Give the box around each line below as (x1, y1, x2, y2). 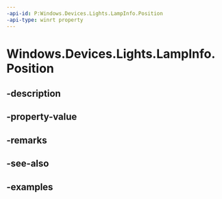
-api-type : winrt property (6, 16, 84, 23)
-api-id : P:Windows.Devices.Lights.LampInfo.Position (6, 10, 164, 17)
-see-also (6, 158, 49, 169)
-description (6, 88, 61, 99)
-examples (6, 181, 53, 193)
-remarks (6, 134, 47, 146)
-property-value (6, 111, 77, 123)
